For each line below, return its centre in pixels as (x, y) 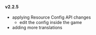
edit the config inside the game (50, 23)
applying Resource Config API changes (51, 17)
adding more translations (37, 28)
